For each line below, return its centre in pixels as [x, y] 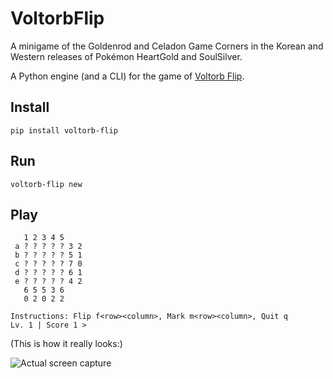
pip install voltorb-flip [64, 130]
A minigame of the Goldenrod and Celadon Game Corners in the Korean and [167, 46]
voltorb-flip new [46, 184]
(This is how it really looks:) [66, 344]
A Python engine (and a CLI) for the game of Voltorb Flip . [127, 76]
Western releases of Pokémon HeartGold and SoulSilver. [126, 56]
